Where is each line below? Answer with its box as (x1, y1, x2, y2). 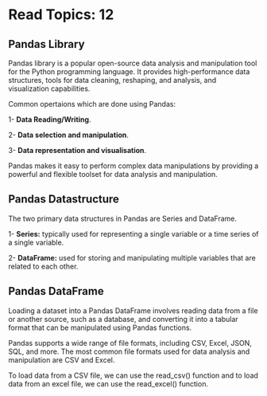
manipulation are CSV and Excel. (8, 355, 115, 364)
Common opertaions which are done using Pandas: (8, 100, 176, 108)
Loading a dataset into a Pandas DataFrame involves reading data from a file (8, 305, 258, 316)
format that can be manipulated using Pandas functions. (8, 323, 192, 332)
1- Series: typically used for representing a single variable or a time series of (8, 229, 260, 238)
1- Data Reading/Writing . (8, 115, 91, 124)
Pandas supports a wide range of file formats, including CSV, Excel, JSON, (8, 338, 252, 347)
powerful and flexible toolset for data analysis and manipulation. (8, 170, 219, 178)
